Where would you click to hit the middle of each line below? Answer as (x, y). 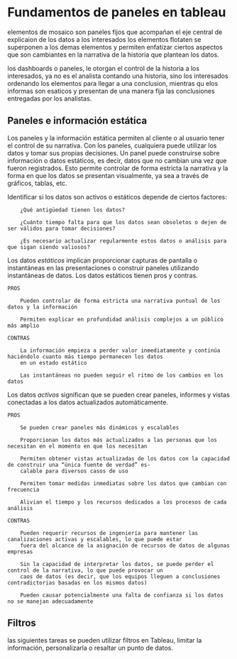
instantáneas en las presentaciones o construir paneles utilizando (103, 267)
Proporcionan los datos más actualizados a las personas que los (119, 440)
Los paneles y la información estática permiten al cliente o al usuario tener (116, 138)
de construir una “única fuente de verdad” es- (79, 465)
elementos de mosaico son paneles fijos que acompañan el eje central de (115, 32)
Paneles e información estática (77, 121)
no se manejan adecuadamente (50, 601)
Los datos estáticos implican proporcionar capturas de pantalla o (102, 260)
